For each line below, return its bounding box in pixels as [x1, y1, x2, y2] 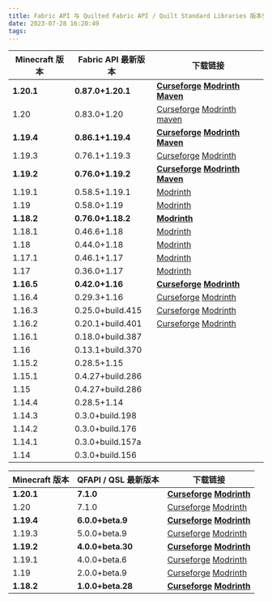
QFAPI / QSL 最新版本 [76, 474, 159, 485]
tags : [8, 27, 27, 35]
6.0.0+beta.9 [76, 515, 128, 526]
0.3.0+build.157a [74, 436, 142, 447]
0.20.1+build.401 [74, 318, 142, 329]
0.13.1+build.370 [74, 345, 142, 356]
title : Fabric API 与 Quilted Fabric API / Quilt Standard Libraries [8, 11, 247, 20]
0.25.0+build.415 [74, 305, 142, 316]
